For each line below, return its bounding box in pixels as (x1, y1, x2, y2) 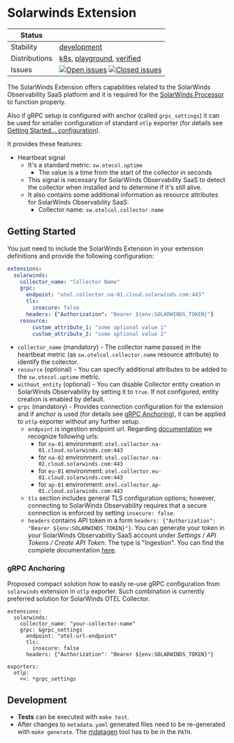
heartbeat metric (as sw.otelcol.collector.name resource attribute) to (17, 350, 219, 359)
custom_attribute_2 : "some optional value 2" (32, 331, 168, 338)
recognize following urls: (27, 432, 99, 440)
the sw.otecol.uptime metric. (17, 373, 101, 381)
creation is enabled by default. (17, 395, 105, 403)
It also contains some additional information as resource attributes (27, 190, 219, 199)
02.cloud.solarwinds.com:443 (38, 461, 124, 468)
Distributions (10, 53, 53, 63)
